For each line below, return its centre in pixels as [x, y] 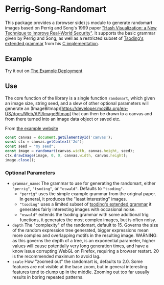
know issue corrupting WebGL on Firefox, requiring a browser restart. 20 [85, 251]
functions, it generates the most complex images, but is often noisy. [88, 220]
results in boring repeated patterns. [48, 277]
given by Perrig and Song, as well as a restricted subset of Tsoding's [74, 38]
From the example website [32, 128]
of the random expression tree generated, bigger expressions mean [80, 230]
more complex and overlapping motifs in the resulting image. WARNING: [85, 235]
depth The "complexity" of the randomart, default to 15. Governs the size [85, 225]
